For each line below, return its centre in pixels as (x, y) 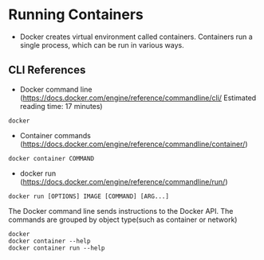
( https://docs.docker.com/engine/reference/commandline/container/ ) (134, 144)
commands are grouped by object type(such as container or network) (123, 219)
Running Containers (76, 15)
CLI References (47, 70)
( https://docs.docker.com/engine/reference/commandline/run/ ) (124, 181)
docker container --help (49, 241)
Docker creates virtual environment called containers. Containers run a (136, 37)
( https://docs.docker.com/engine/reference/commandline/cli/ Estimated (138, 98)
